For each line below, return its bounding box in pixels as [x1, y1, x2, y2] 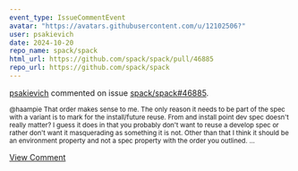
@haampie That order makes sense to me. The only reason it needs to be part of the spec [9, 105, 285, 114]
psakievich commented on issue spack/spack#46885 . [9, 87, 209, 98]
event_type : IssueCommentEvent [9, 13, 126, 22]
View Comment [9, 151, 66, 162]
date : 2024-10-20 [9, 38, 74, 47]
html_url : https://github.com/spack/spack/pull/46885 [9, 55, 215, 64]
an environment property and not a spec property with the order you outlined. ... [9, 136, 255, 145]
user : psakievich [9, 30, 74, 38]
